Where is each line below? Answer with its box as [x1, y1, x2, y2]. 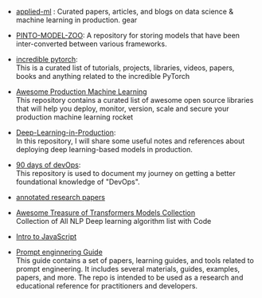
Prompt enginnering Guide [15, 247, 104, 257]
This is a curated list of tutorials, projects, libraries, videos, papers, [15, 63, 235, 73]
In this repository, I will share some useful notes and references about [15, 136, 245, 146]
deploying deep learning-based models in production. [15, 145, 193, 154]
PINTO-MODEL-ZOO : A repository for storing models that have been [15, 31, 240, 40]
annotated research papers [15, 193, 106, 202]
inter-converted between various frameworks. [15, 39, 167, 49]
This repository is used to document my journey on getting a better [15, 169, 237, 178]
